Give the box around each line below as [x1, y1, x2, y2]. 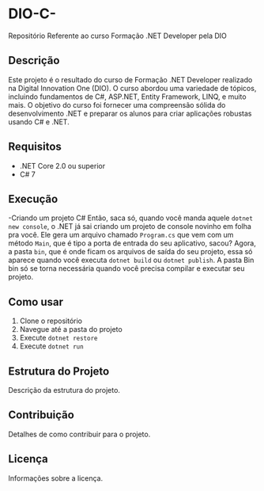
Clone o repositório [19, 316, 83, 325]
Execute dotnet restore [19, 333, 98, 343]
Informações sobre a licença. [8, 473, 104, 483]
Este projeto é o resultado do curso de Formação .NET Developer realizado [8, 74, 253, 84]
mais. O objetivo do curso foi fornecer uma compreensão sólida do [8, 100, 226, 109]
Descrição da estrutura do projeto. [8, 386, 121, 394]
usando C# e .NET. [8, 116, 70, 127]
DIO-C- [8, 5, 57, 23]
